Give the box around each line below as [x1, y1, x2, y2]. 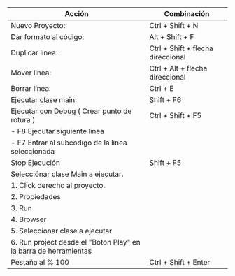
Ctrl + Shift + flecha [149, 43, 213, 53]
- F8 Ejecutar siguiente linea [10, 126, 105, 136]
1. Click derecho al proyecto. [10, 181, 106, 190]
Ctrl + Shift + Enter [149, 258, 211, 267]
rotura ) [10, 115, 36, 124]
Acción [64, 9, 89, 18]
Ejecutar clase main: [10, 95, 77, 104]
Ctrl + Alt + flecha [149, 64, 208, 73]
